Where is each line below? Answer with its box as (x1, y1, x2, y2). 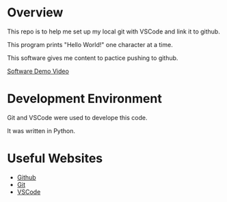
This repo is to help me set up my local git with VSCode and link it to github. (7, 27, 220, 35)
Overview (7, 5, 64, 20)
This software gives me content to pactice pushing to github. (7, 53, 178, 62)
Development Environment (7, 91, 162, 106)
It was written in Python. (7, 126, 75, 134)
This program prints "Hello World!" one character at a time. (7, 40, 173, 48)
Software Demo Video (7, 67, 70, 75)
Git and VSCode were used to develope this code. (7, 113, 148, 121)
